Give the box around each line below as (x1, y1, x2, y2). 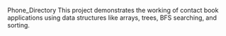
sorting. (7, 21, 30, 29)
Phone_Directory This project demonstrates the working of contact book (7, 6, 219, 14)
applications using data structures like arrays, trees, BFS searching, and (7, 13, 217, 22)
